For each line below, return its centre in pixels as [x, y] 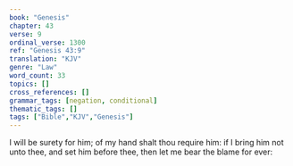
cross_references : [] [50, 92]
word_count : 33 [38, 76]
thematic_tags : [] [43, 109]
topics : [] [29, 84]
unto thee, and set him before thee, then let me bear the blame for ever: [141, 152]
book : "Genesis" [39, 17]
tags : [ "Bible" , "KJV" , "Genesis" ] [71, 117]
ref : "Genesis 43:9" [48, 51]
